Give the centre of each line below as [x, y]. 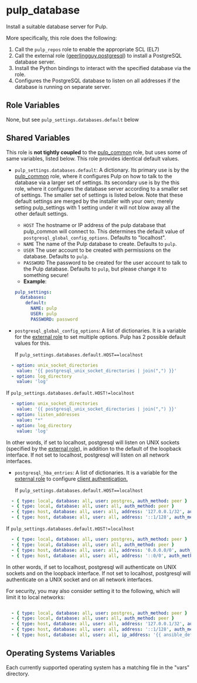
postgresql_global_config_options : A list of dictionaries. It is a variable [100, 331]
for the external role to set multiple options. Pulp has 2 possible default [100, 336]
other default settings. [41, 214]
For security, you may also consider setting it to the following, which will [93, 591]
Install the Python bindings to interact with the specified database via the [103, 68]
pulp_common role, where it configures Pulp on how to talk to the [93, 176]
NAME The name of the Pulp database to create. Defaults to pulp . [100, 244]
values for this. [33, 343]
